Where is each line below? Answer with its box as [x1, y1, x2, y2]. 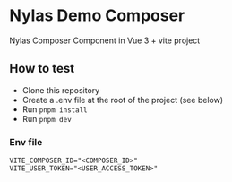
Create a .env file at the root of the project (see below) [21, 94, 224, 105]
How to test [9, 61, 74, 76]
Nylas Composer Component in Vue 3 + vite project [9, 35, 201, 46]
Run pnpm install [21, 104, 88, 115]
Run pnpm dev [21, 113, 72, 124]
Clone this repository [21, 84, 100, 95]
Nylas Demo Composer [9, 5, 185, 26]
